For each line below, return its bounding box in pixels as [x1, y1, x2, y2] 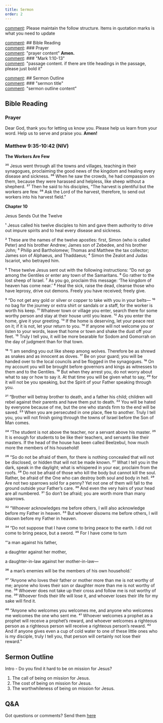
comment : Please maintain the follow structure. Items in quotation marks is [5, 25, 155, 31]
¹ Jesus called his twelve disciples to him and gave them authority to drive [5, 222, 153, 228]
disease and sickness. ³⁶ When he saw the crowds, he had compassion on [5, 174, 155, 179]
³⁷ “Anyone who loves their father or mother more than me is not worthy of [5, 577, 154, 583]
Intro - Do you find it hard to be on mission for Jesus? [5, 666, 112, 672]
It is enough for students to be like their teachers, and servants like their [5, 434, 149, 440]
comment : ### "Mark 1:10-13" [5, 55, 65, 61]
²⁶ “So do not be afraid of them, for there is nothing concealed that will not [5, 454, 154, 460]
